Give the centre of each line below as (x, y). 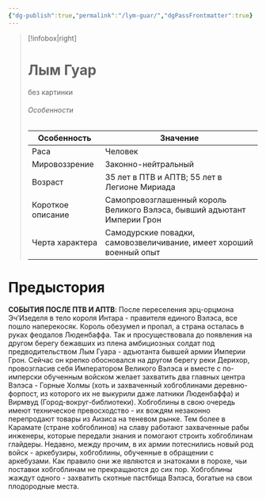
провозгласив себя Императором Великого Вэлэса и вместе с (115, 368)
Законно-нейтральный (150, 164)
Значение (179, 138)
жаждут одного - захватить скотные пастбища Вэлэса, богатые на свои (130, 478)
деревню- (230, 385)
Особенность (65, 138)
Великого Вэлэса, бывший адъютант (175, 209)
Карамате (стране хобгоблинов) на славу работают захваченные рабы (129, 427)
